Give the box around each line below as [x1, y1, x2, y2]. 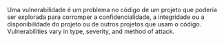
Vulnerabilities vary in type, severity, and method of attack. [7, 27, 175, 35]
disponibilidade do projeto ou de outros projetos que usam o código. [7, 20, 202, 28]
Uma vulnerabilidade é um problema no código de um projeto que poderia [7, 6, 217, 14]
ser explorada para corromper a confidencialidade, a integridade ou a [7, 13, 205, 21]
